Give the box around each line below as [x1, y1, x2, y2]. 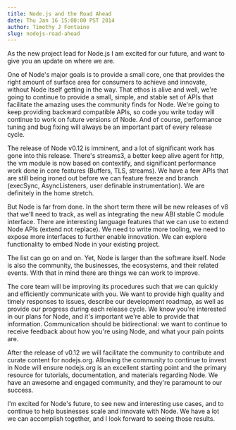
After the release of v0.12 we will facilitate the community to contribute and [7, 348, 225, 357]
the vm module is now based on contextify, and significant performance [7, 159, 216, 168]
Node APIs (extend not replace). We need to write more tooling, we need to [7, 225, 225, 233]
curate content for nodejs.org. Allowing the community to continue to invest [7, 356, 227, 364]
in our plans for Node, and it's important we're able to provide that [7, 312, 199, 321]
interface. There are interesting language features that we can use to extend [7, 218, 229, 226]
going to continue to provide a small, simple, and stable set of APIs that [7, 93, 214, 102]
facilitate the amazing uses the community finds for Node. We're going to [7, 100, 220, 109]
